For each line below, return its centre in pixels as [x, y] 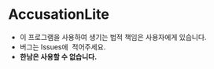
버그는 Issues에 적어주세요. [63, 47]
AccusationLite [59, 15]
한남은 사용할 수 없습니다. [58, 56]
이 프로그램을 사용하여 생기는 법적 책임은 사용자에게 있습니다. [113, 37]
